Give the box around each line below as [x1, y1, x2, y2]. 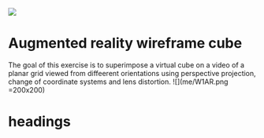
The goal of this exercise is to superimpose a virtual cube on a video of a [8, 60, 245, 70]
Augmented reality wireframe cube [8, 34, 243, 53]
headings [8, 113, 71, 131]
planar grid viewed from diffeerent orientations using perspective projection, [8, 68, 256, 78]
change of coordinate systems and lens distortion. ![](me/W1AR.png [8, 77, 229, 86]
